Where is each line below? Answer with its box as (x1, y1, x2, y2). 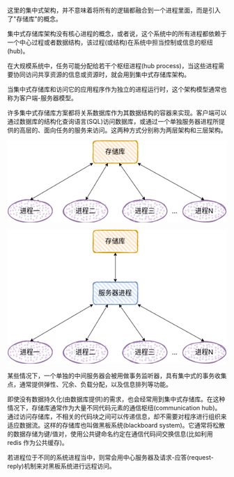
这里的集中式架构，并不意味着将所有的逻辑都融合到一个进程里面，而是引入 (7, 6, 221, 14)
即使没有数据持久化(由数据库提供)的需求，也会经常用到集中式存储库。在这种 (7, 395, 226, 403)
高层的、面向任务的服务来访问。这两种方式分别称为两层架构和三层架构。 (19, 126, 227, 134)
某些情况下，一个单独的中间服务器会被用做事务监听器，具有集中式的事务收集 (7, 371, 227, 380)
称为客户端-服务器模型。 (7, 94, 78, 102)
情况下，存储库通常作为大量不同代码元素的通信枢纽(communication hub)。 (7, 404, 221, 412)
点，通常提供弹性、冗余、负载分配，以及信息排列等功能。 (7, 380, 172, 389)
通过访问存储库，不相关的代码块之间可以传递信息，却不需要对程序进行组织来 (7, 412, 227, 421)
